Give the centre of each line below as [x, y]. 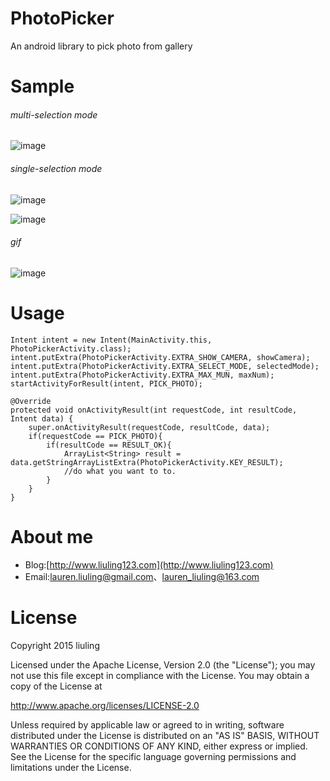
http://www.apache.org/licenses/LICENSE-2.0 [105, 705]
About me [52, 536]
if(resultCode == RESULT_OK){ [109, 445]
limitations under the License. [71, 767]
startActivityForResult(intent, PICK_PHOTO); [106, 383]
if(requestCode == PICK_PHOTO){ [95, 436]
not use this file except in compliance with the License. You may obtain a [160, 675]
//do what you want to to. [120, 471]
